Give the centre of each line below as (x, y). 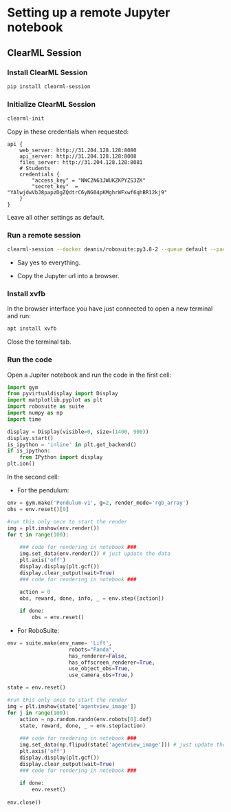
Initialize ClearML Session (52, 104)
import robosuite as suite (46, 407)
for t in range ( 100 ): (38, 534)
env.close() (24, 803)
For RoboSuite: (38, 630)
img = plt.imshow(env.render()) (53, 528)
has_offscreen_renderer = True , (112, 663)
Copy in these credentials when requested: (68, 132)
